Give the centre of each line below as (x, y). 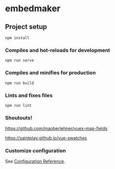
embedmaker (33, 9)
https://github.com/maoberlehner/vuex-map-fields (56, 129)
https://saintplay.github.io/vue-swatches (46, 138)
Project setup (26, 27)
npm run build (20, 83)
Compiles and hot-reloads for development (58, 50)
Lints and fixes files (29, 95)
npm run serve (20, 60)
